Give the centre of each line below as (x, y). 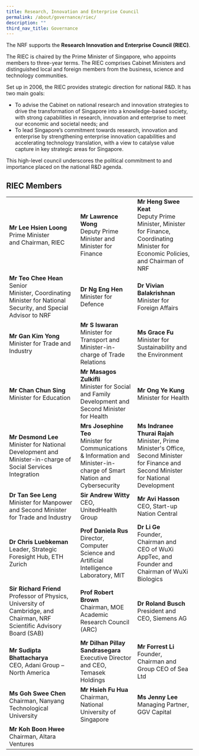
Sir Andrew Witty (105, 495)
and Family (95, 394)
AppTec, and (155, 557)
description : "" (26, 23)
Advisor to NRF (30, 316)
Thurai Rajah (155, 433)
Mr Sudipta (25, 650)
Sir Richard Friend (35, 589)
